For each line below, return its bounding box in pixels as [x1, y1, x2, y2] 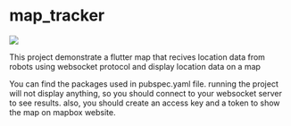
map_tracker [9, 5, 105, 26]
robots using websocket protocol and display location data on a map [9, 61, 262, 71]
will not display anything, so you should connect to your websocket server [9, 88, 283, 98]
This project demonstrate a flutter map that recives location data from [9, 51, 266, 63]
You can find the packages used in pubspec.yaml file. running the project [9, 78, 279, 89]
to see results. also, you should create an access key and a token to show [9, 97, 280, 108]
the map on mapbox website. [9, 106, 116, 117]
